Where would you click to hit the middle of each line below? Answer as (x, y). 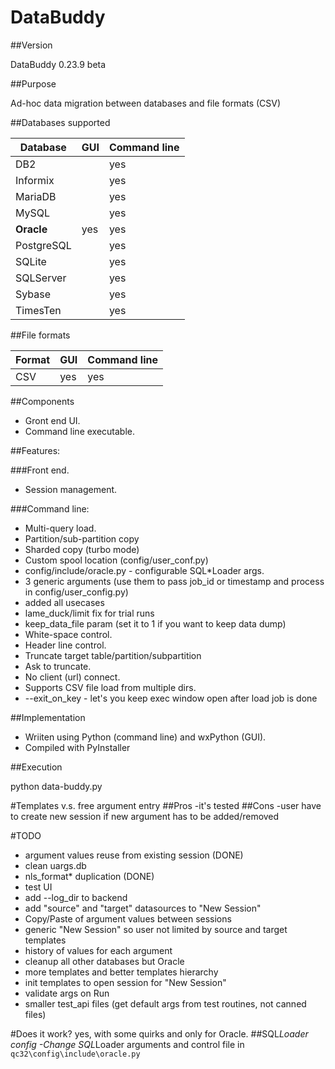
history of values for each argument (98, 950)
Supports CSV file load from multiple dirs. (110, 687)
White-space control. (68, 634)
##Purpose (33, 83)
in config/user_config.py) (76, 592)
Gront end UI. (52, 420)
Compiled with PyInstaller (77, 747)
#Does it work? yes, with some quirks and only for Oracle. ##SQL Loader (159, 1033)
